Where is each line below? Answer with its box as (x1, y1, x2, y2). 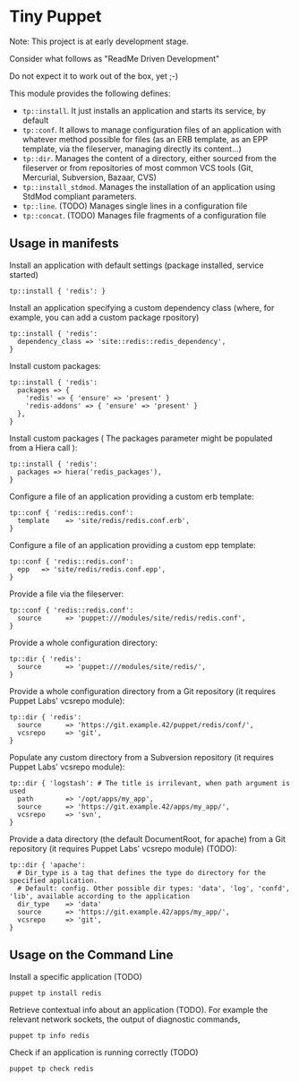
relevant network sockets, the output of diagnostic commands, (9, 1014, 241, 1025)
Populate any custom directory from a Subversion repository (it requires (9, 751, 275, 762)
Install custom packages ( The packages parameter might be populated (9, 433, 273, 443)
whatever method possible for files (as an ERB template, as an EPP (21, 133, 269, 144)
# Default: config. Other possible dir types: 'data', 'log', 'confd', (17, 884, 291, 893)
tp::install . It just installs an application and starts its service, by (21, 105, 267, 116)
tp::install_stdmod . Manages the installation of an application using (21, 181, 276, 192)
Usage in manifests (9, 236, 119, 252)
